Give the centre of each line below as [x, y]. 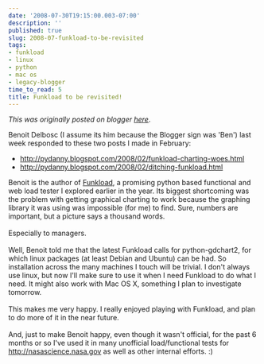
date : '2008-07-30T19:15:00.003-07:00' [74, 15]
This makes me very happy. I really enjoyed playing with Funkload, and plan [132, 309]
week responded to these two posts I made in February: [100, 143]
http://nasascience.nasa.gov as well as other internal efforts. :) [111, 351]
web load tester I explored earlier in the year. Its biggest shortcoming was [129, 191]
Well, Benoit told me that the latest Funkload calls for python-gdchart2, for [130, 250]
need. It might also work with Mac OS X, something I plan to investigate [125, 284]
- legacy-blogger [37, 82]
